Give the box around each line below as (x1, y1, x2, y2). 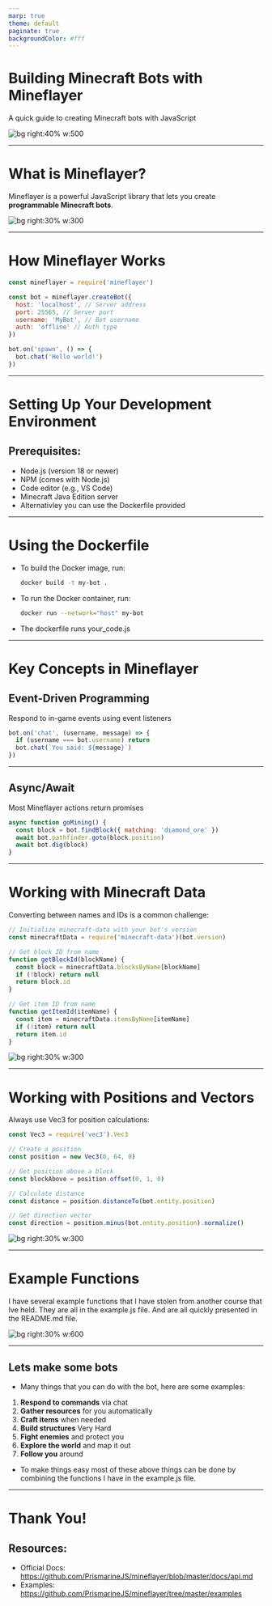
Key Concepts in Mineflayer (8, 659, 199, 678)
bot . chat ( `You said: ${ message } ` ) (15, 744, 132, 752)
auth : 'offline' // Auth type (15, 323, 117, 332)
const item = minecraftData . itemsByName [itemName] (15, 1015, 190, 1023)
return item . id (15, 1030, 67, 1038)
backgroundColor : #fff (8, 34, 85, 43)
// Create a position (8, 1146, 82, 1154)
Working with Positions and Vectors (8, 1088, 255, 1107)
